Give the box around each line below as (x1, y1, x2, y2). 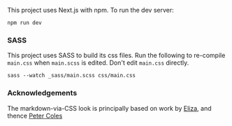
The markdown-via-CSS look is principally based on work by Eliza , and (7, 104, 212, 112)
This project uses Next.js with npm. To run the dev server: (7, 6, 174, 14)
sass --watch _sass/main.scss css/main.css (7, 72, 136, 79)
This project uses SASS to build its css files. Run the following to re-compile (7, 52, 226, 60)
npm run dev (7, 19, 42, 26)
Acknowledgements (7, 88, 78, 98)
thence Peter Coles (7, 111, 63, 120)
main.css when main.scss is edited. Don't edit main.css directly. (7, 58, 189, 67)
